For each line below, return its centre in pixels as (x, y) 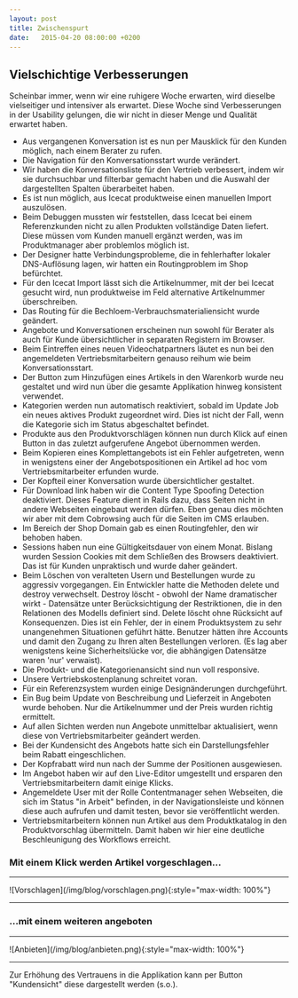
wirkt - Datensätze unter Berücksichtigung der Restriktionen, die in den (152, 604)
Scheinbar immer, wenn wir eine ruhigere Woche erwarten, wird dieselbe (142, 96)
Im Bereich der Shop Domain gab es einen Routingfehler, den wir (140, 528)
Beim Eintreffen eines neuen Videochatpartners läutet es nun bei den (148, 349)
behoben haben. (52, 538)
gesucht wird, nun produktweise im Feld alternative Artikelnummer (144, 292)
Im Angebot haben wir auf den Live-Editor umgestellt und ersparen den (152, 773)
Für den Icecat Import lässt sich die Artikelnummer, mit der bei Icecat (148, 283)
